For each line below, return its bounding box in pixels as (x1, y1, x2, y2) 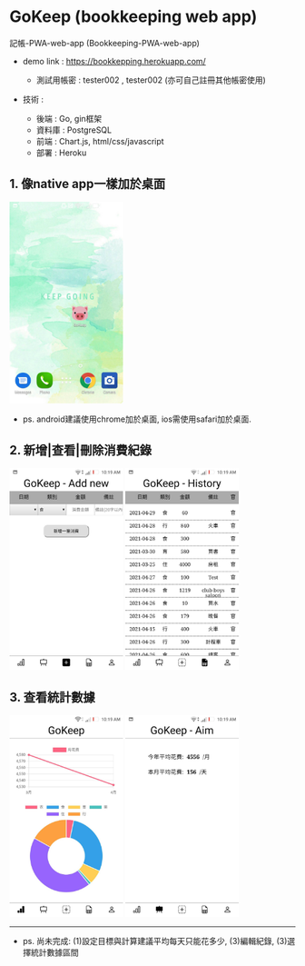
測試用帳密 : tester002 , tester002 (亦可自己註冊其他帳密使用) (35, 75, 266, 85)
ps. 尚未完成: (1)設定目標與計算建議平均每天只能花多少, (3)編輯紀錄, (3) (22, 935, 288, 946)
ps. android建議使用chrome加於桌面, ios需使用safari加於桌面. (22, 413, 252, 424)
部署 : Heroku (35, 147, 87, 158)
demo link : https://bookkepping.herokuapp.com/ (22, 55, 206, 66)
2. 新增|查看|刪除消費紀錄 (9, 443, 152, 458)
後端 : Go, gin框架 (35, 113, 103, 124)
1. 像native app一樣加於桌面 (9, 176, 166, 192)
